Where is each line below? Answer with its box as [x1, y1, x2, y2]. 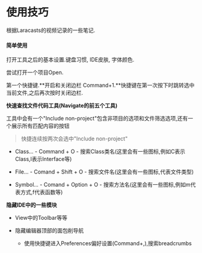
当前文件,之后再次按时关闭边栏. [6, 89, 84, 96]
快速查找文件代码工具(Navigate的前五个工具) [6, 102, 118, 109]
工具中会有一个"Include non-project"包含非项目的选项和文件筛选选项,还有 [6, 115, 188, 122]
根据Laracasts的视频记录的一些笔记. [6, 27, 96, 34]
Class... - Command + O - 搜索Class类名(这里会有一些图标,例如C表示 [14, 148, 186, 155]
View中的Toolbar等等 [14, 214, 68, 222]
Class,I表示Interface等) [14, 155, 72, 163]
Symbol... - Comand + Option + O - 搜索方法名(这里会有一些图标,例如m [14, 181, 191, 189]
